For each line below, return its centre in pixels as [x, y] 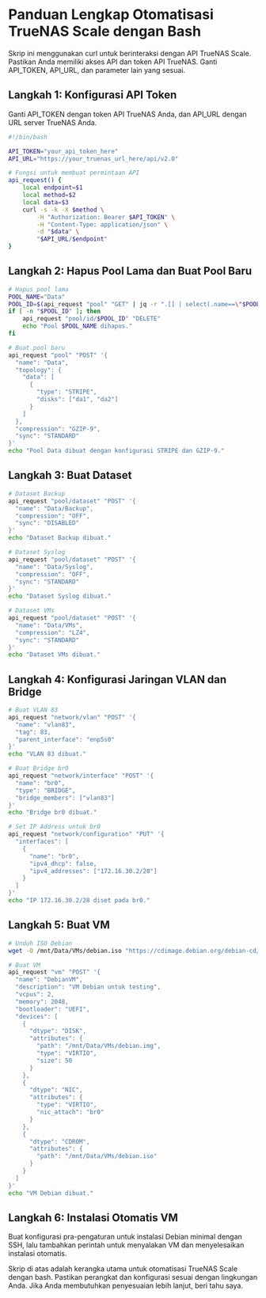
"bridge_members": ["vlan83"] [65, 798]
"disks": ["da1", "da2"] [78, 400]
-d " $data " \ [58, 232]
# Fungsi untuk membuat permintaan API [74, 173]
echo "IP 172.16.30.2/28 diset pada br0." [79, 901]
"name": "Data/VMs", [49, 625]
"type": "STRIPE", [67, 392]
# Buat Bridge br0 [38, 769]
